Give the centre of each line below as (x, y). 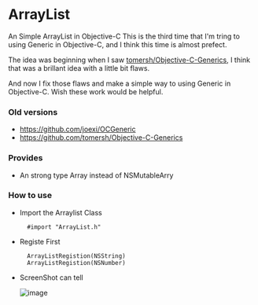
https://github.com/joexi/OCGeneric (77, 129)
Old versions (33, 112)
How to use (30, 196)
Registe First (40, 241)
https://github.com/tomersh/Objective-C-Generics (101, 138)
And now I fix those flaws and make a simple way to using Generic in (120, 83)
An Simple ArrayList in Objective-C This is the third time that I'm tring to (124, 36)
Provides (26, 158)
